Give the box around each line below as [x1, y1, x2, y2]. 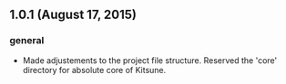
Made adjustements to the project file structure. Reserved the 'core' [22, 54, 278, 66]
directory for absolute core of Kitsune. [22, 64, 167, 75]
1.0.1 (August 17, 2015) [9, 7, 137, 23]
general [9, 34, 45, 47]
